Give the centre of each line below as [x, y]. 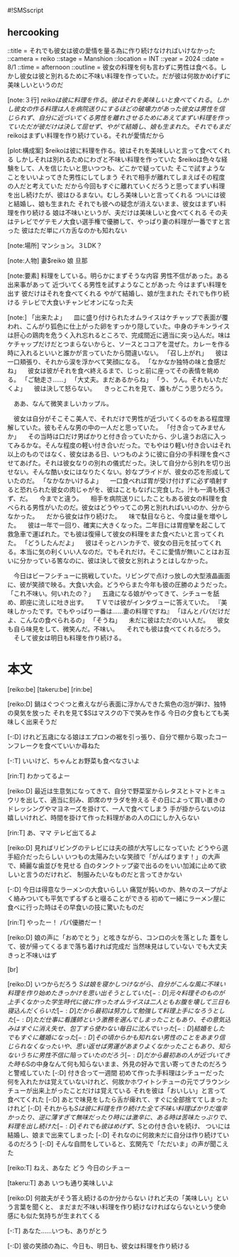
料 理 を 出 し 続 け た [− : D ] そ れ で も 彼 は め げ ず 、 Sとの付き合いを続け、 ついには [119, 1126]
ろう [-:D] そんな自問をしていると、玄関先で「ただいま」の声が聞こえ [127, 1143]
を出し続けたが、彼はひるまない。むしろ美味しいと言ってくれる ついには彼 [117, 195]
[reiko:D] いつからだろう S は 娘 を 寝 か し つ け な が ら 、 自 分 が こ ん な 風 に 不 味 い [116, 984]
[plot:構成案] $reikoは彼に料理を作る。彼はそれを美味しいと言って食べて [113, 150]
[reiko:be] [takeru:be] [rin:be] [50, 689]
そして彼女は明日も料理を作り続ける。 [69, 638]
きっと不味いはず [32, 955]
